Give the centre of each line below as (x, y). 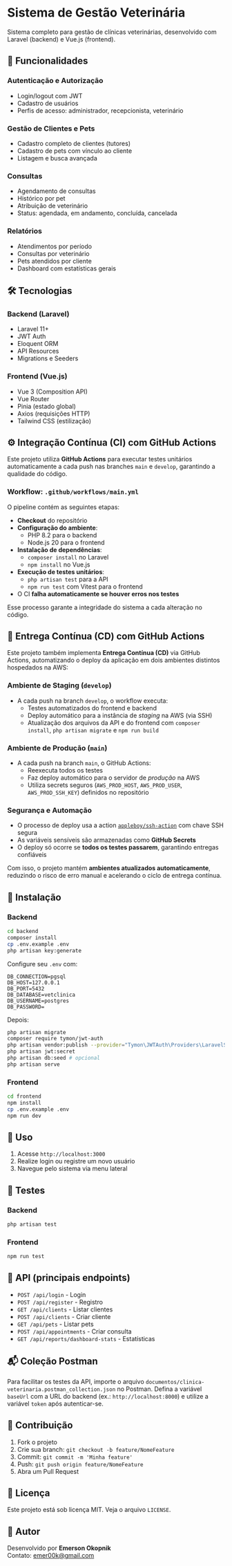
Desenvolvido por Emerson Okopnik (59, 1548)
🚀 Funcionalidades (48, 61)
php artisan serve (33, 1064)
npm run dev (24, 1116)
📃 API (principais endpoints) (69, 1278)
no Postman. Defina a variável (159, 1389)
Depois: (18, 1020)
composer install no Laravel (68, 557)
